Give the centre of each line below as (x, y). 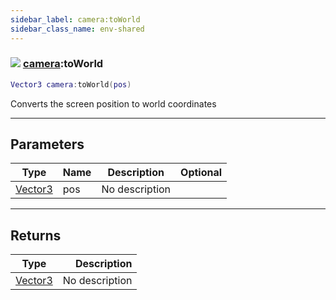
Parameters (47, 144)
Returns (36, 235)
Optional (201, 173)
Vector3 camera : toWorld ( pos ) (71, 84)
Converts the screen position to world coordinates (113, 103)
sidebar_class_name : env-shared (77, 29)
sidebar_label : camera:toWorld (75, 19)
